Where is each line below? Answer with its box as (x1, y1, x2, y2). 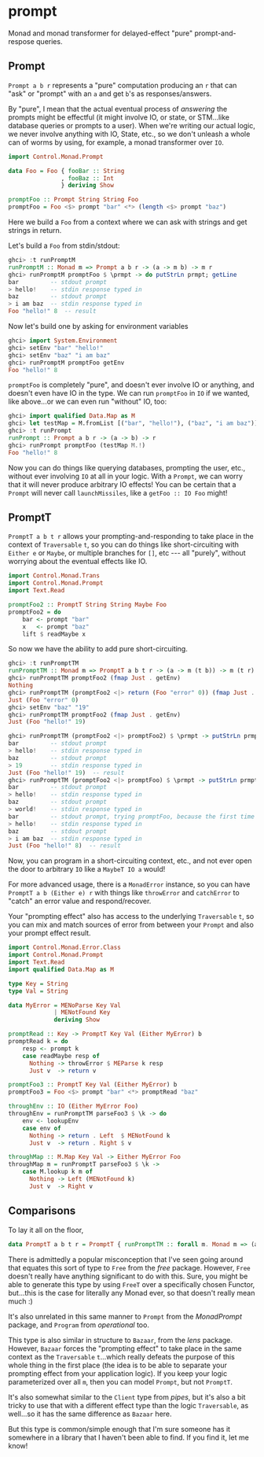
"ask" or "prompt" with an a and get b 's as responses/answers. (8, 89, 212, 98)
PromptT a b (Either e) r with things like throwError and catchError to (8, 888, 240, 898)
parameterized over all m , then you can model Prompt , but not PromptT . (8, 1377, 233, 1386)
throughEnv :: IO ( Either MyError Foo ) (8, 1102, 139, 1111)
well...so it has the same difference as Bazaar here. (8, 1409, 172, 1418)
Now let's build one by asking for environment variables (8, 322, 189, 330)
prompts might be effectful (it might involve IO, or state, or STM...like (8, 113, 230, 122)
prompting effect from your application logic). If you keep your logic (8, 1368, 228, 1378)
